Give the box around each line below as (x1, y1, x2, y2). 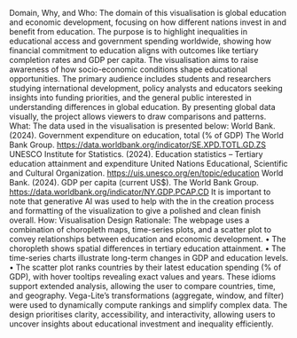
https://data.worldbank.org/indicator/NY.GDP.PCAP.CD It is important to (9, 186, 271, 197)
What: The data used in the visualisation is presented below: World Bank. (9, 121, 277, 131)
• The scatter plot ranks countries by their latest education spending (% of (9, 262, 282, 272)
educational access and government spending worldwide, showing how (9, 35, 272, 46)
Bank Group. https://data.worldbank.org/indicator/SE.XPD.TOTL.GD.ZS (9, 139, 267, 150)
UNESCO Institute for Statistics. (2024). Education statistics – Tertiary (9, 149, 263, 159)
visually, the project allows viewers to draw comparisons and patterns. (9, 111, 267, 122)
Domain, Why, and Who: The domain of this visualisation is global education (9, 8, 286, 18)
